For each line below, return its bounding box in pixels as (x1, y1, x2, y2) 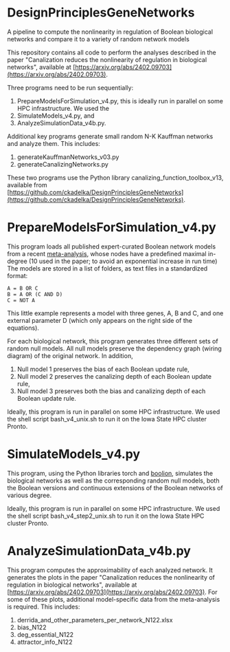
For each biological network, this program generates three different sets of (7, 337, 218, 345)
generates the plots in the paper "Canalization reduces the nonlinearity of (7, 573, 215, 581)
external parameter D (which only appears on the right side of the (7, 316, 193, 324)
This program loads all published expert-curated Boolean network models (7, 242, 216, 251)
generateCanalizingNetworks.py (16, 160, 108, 168)
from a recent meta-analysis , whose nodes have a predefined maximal (7, 249, 207, 257)
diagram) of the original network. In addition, (7, 351, 133, 359)
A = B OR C (7, 284, 38, 292)
